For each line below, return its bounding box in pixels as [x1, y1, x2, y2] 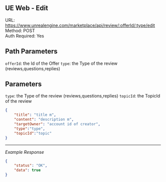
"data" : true [14, 168, 41, 173]
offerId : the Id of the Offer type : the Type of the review [5, 60, 118, 66]
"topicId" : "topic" [14, 131, 52, 136]
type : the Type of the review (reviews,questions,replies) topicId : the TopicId [5, 93, 161, 99]
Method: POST [5, 27, 36, 34]
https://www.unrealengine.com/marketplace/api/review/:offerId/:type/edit [5, 22, 155, 28]
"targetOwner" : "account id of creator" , [14, 122, 100, 127]
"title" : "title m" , [14, 112, 56, 118]
